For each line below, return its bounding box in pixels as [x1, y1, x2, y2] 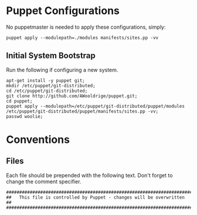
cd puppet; [6, 98, 33, 104]
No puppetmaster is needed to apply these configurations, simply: [6, 23, 166, 30]
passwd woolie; [6, 113, 43, 120]
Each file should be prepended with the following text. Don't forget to [6, 172, 173, 179]
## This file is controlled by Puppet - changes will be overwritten [6, 194, 185, 200]
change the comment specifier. [6, 178, 81, 185]
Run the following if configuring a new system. [6, 66, 118, 73]
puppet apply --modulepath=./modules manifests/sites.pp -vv [6, 35, 159, 40]
